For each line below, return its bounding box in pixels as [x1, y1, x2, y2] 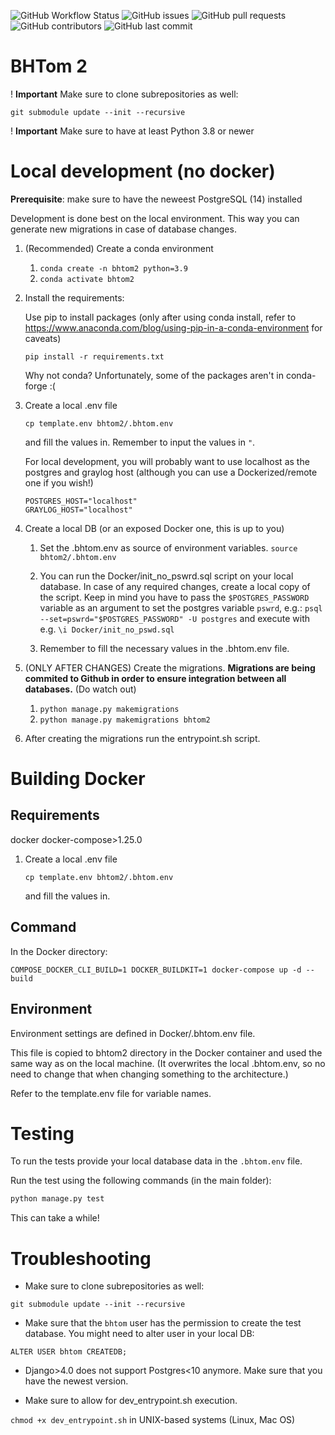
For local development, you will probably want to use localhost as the [24, 455, 310, 467]
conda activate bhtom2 [39, 274, 135, 284]
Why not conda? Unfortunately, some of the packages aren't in [24, 369, 284, 381]
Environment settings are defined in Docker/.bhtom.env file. [10, 1027, 256, 1039]
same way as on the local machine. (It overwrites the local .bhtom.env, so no [10, 1057, 326, 1069]
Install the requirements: [24, 291, 125, 304]
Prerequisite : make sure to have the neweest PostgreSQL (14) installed [10, 193, 303, 205]
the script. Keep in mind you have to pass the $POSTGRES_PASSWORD [39, 591, 310, 603]
